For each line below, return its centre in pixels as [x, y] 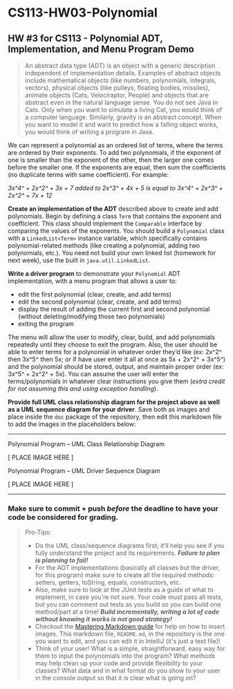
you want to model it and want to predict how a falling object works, [121, 125]
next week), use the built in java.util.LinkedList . [79, 260]
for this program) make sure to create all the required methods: [125, 575]
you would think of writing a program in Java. [89, 132]
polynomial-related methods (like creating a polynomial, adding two [104, 246]
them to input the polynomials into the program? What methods [125, 656]
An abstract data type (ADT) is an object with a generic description [120, 66]
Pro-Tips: [38, 532]
